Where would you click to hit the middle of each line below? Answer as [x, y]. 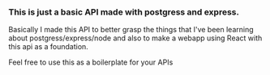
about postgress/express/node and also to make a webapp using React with [135, 38]
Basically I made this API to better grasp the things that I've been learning [131, 30]
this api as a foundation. [49, 47]
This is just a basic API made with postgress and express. [124, 12]
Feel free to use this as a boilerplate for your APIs [91, 62]
